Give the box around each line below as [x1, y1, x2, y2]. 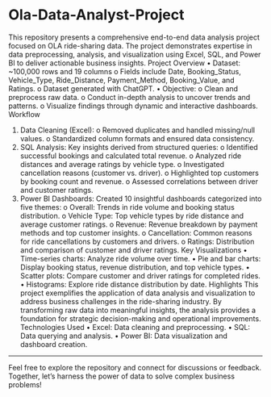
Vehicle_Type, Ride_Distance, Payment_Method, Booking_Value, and [8, 75, 236, 85]
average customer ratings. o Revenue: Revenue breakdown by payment [19, 219, 258, 229]
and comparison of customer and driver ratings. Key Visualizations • [19, 244, 248, 255]
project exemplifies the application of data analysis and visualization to [19, 288, 256, 298]
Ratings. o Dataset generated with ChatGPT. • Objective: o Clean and [8, 83, 239, 94]
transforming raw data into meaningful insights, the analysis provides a [19, 305, 256, 315]
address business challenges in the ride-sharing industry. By [19, 296, 222, 306]
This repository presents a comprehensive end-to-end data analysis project [8, 32, 261, 42]
